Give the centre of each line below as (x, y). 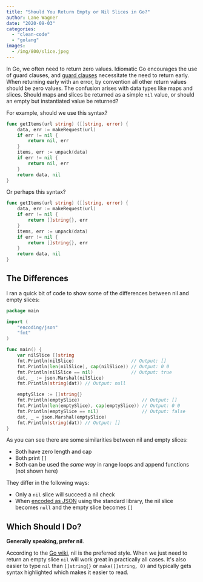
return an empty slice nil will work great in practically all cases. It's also (96, 560)
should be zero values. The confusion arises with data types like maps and (99, 88)
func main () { (24, 350)
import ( (17, 322)
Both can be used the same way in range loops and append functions (102, 465)
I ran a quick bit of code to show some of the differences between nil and (98, 293)
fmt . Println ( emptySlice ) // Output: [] (97, 400)
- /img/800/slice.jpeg (40, 52)
